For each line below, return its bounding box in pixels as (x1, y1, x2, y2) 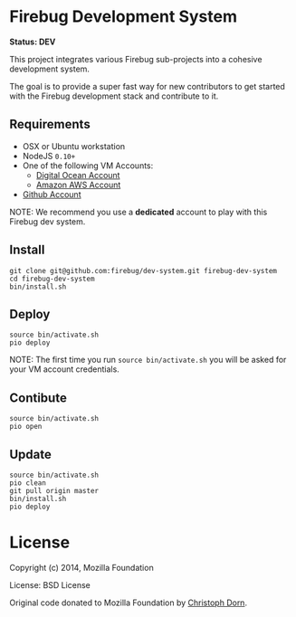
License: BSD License (9, 579, 91, 590)
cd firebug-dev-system (9, 274, 95, 283)
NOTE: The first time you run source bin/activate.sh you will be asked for (9, 355, 287, 365)
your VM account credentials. (9, 364, 119, 375)
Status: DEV (9, 36, 56, 47)
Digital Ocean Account (35, 169, 120, 180)
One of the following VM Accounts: (22, 160, 154, 171)
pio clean (9, 479, 47, 488)
